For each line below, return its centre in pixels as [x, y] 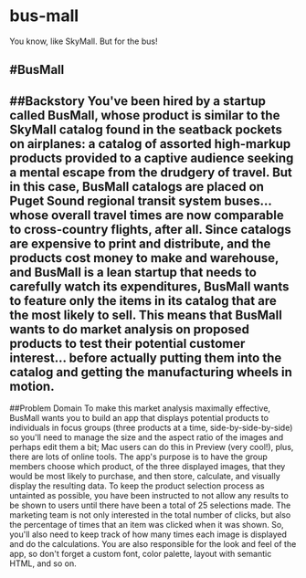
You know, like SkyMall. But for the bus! [84, 41]
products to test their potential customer [127, 343]
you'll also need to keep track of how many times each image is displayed [148, 534]
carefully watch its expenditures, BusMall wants [149, 286]
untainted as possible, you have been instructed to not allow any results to [149, 496]
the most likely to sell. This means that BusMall [146, 315]
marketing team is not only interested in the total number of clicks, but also [150, 515]
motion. [32, 386]
